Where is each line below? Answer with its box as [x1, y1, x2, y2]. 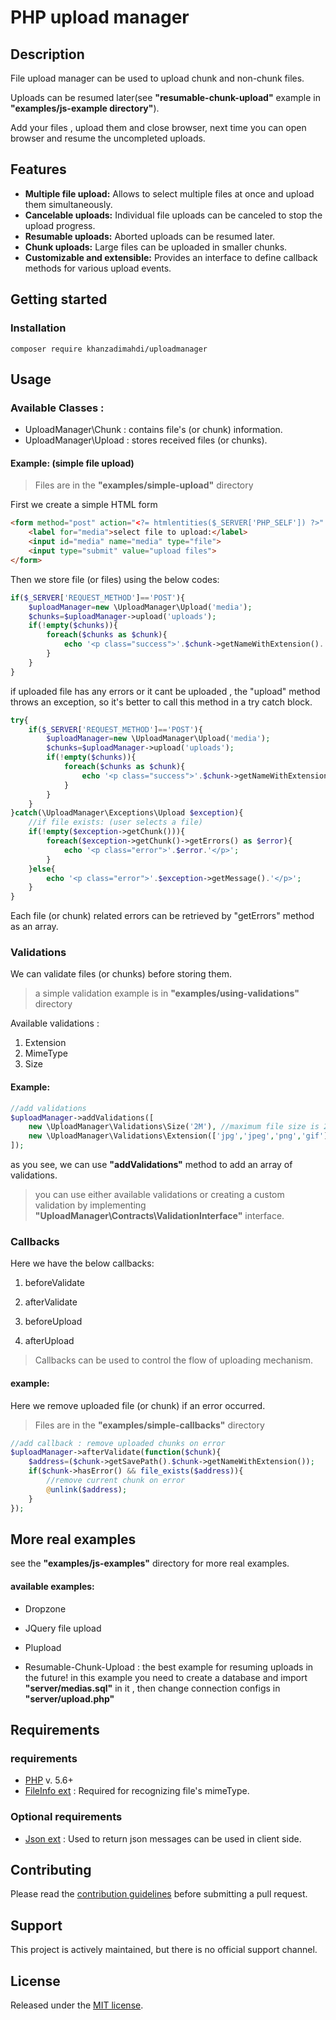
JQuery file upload [24, 1622, 102, 1634]
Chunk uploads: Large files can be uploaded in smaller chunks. [24, 241, 288, 253]
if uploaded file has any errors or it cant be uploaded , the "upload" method [10, 685, 321, 697]
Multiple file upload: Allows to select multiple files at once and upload [24, 187, 315, 200]
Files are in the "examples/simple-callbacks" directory [34, 1419, 265, 1431]
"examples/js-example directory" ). [10, 102, 160, 114]
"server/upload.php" [24, 1692, 115, 1705]
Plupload [24, 1641, 62, 1653]
